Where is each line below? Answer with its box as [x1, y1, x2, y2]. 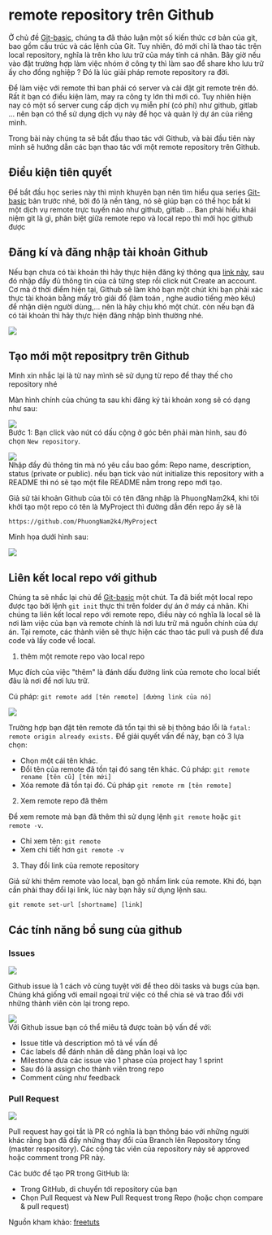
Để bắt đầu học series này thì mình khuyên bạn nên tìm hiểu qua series [8, 187, 246, 197]
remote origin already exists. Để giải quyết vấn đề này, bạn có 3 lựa [8, 731, 244, 742]
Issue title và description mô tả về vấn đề [19, 1038, 158, 1048]
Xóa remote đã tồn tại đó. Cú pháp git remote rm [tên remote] [19, 780, 232, 790]
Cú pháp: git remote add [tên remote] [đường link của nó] [8, 692, 213, 702]
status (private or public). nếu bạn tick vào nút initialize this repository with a [8, 469, 265, 479]
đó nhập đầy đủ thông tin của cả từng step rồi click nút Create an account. [8, 275, 257, 286]
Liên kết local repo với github [8, 571, 158, 585]
